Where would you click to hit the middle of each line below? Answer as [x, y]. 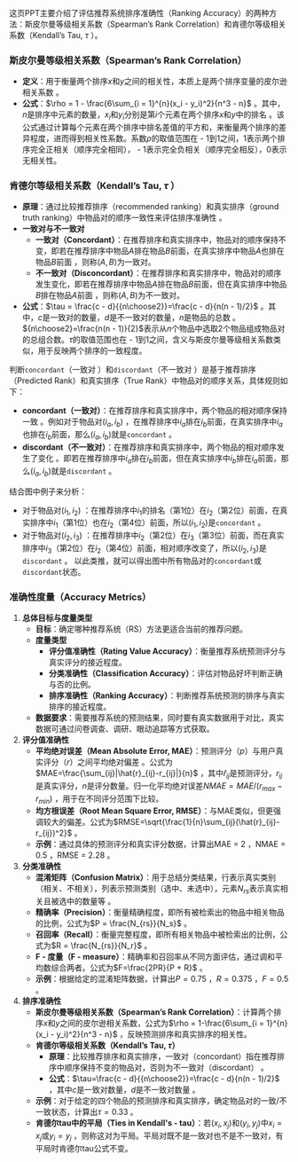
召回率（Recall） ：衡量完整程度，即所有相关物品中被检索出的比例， [158, 935]
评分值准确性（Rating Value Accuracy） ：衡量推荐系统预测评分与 [167, 651]
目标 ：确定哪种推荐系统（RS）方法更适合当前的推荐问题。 [141, 629]
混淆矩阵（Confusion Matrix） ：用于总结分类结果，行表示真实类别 [156, 877]
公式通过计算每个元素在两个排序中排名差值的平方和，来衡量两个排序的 [150, 128]
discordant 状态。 [54, 571]
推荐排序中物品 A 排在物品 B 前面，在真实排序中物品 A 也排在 [180, 251]
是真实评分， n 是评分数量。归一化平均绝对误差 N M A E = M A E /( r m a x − [159, 786]
